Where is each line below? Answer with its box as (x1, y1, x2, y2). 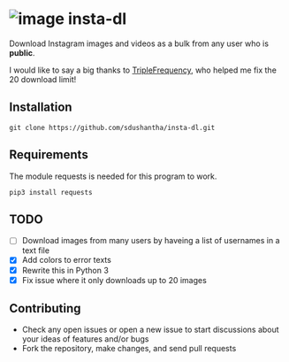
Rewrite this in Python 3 (21, 265, 109, 275)
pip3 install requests (9, 188, 93, 196)
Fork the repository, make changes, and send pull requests (21, 343, 237, 354)
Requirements (9, 147, 88, 163)
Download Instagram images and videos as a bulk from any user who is (9, 38, 270, 49)
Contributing (9, 301, 81, 316)
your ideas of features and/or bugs (21, 334, 149, 344)
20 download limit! (9, 73, 77, 84)
